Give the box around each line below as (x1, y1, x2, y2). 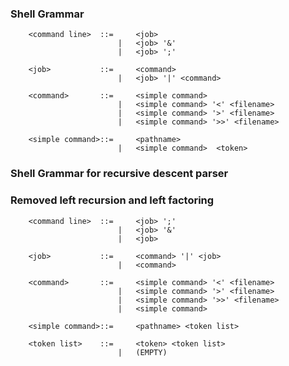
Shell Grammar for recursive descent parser (10, 167, 229, 181)
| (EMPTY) (117, 347, 168, 357)
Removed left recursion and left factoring (10, 193, 215, 207)
